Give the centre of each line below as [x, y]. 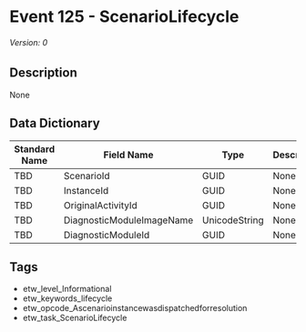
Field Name [128, 155]
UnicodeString [233, 220]
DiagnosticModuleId [107, 235]
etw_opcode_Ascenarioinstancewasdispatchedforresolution [135, 308]
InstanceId [86, 190]
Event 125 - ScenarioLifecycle [124, 17]
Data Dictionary [55, 123]
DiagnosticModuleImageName [128, 220]
